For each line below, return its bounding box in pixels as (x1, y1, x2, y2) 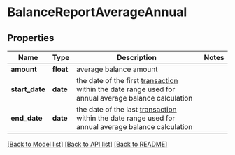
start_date (10, 84, 46, 94)
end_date (10, 113, 43, 123)
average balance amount (76, 64, 159, 74)
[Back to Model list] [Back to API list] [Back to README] (7, 140, 168, 148)
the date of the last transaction (76, 105, 177, 114)
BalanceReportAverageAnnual (7, 4, 187, 20)
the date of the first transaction (76, 76, 178, 85)
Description (116, 53, 157, 62)
